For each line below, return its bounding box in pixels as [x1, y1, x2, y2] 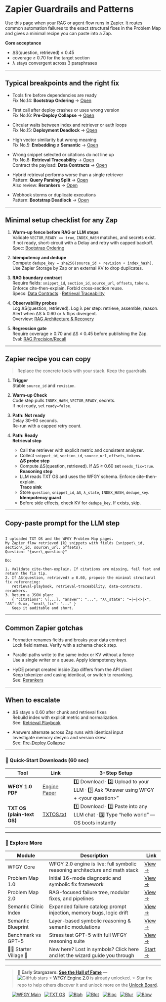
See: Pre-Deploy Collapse [12, 740, 65, 746]
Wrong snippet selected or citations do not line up [12, 151, 114, 157]
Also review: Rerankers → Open [12, 182, 78, 188]
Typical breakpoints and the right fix [5, 79, 120, 88]
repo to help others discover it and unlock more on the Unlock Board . [17, 982, 158, 988]
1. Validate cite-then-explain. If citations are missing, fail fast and [5, 567, 161, 572]
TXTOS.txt [42, 811, 67, 818]
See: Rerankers [12, 677, 43, 683]
